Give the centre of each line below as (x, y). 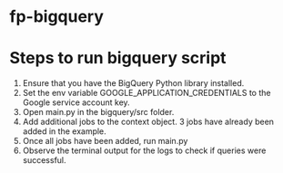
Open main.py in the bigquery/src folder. (98, 112)
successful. (44, 160)
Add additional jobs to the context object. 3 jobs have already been (148, 122)
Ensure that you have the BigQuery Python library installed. (133, 83)
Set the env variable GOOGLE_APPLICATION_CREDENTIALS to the (147, 93)
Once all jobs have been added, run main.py (105, 141)
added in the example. (64, 131)
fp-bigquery (57, 17)
